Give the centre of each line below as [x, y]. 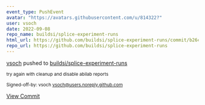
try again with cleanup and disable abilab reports [57, 74]
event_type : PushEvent [35, 12]
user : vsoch [21, 23]
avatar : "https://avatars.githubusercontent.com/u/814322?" [85, 18]
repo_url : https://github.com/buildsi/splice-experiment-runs [87, 46]
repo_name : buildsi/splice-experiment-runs [63, 35]
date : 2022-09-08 [28, 29]
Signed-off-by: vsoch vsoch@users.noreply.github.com [65, 85]
